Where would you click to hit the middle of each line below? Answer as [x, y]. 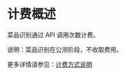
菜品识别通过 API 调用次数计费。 [53, 35]
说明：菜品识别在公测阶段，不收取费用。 [65, 49]
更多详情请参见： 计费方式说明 [49, 64]
